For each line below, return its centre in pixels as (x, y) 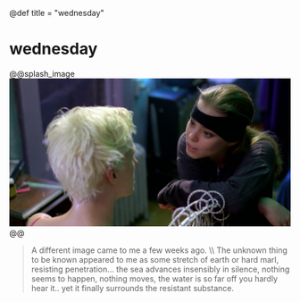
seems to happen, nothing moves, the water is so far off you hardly (154, 279)
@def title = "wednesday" (57, 13)
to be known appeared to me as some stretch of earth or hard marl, (155, 260)
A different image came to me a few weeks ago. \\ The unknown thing (159, 250)
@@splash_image (42, 73)
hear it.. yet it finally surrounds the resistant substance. (133, 289)
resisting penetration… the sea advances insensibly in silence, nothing (160, 269)
